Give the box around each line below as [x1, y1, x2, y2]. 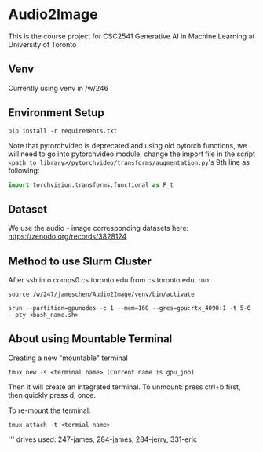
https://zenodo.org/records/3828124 [8, 231, 127, 241]
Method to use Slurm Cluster [8, 254, 152, 268]
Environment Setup [8, 106, 104, 119]
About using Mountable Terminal [8, 332, 173, 346]
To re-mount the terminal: [8, 406, 91, 415]
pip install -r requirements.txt [8, 127, 118, 135]
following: [8, 166, 40, 175]
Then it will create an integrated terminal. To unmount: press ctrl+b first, [8, 382, 241, 392]
